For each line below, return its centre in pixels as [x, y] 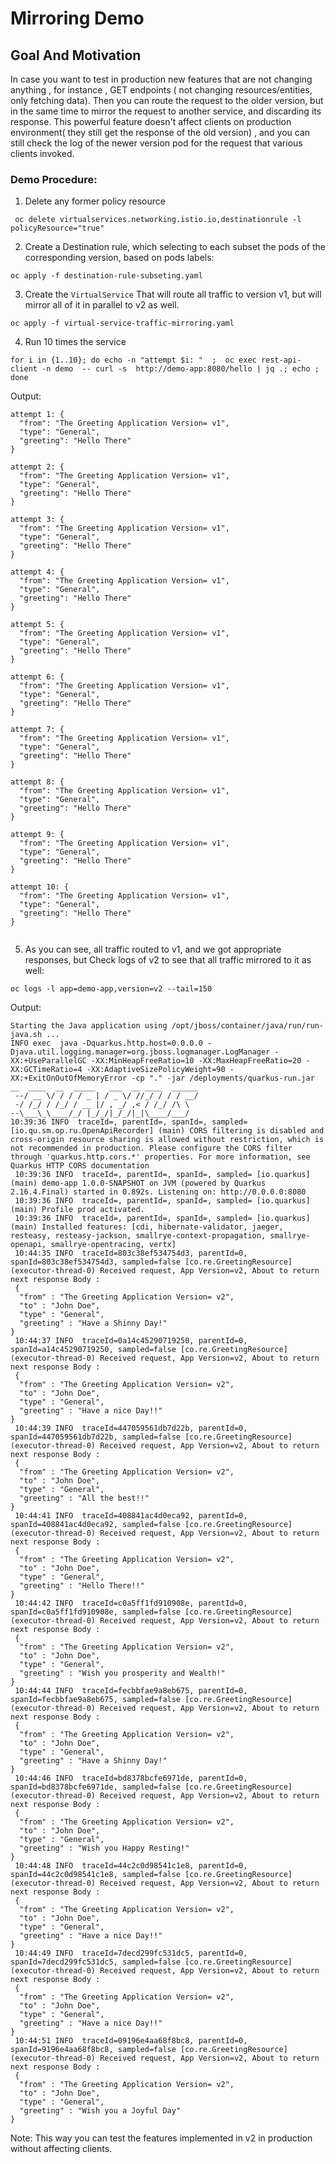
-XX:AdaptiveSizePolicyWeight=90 [156, 1070]
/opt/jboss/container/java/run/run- [248, 1026]
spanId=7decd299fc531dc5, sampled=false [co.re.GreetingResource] [151, 1962]
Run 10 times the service [75, 342]
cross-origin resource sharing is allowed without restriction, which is [167, 1140]
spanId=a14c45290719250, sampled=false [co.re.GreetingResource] [149, 1350]
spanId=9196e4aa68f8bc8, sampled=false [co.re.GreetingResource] [149, 2050]
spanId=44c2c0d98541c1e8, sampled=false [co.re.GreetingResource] [151, 1875]
